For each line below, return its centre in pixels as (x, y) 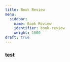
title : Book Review (25, 10)
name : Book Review (33, 24)
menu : (11, 14)
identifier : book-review (39, 28)
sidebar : (18, 19)
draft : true (17, 38)
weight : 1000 (27, 33)
